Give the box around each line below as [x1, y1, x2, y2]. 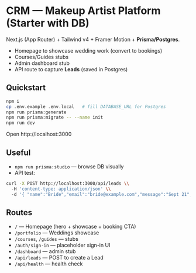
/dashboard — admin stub [14, 248, 76, 255]
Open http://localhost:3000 [6, 130, 72, 138]
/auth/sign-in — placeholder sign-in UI [14, 241, 111, 249]
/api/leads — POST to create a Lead [14, 254, 104, 261]
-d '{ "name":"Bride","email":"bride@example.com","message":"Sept [11, 191, 180, 197]
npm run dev [6, 120, 35, 126]
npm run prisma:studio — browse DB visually [14, 163, 124, 170]
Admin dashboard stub [14, 60, 70, 67]
